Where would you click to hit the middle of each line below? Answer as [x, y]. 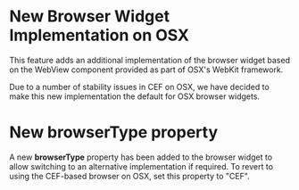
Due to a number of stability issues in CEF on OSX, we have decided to [139, 87]
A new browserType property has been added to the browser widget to [141, 157]
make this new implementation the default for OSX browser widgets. [135, 96]
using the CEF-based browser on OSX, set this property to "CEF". [129, 176]
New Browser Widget [90, 17]
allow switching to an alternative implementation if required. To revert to [141, 166]
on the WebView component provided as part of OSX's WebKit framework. [146, 70]
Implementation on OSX [100, 35]
